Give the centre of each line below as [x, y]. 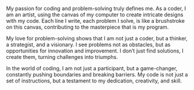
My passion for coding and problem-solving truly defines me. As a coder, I [96, 8]
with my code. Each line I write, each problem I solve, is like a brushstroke [96, 21]
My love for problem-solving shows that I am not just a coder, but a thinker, [97, 38]
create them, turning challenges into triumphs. [62, 57]
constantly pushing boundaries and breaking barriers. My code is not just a [97, 75]
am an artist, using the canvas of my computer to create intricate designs [95, 15]
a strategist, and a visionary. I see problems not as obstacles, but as [88, 44]
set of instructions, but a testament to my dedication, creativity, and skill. [94, 81]
